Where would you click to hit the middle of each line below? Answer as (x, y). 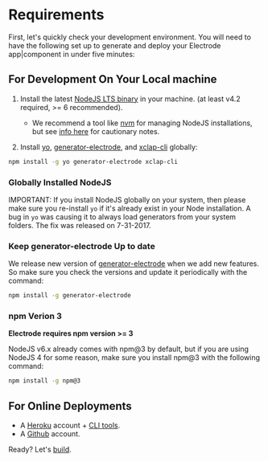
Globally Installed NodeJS (60, 182)
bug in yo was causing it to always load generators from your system (122, 217)
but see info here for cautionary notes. (96, 131)
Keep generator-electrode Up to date (82, 246)
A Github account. (50, 434)
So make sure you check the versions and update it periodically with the (128, 272)
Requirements (56, 15)
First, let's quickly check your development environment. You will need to (130, 37)
